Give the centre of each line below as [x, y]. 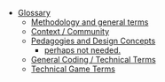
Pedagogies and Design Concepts [93, 41]
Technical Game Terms [73, 69]
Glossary [34, 13]
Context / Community [70, 31]
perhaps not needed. [82, 50]
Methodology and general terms [90, 22]
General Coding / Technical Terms [94, 60]
